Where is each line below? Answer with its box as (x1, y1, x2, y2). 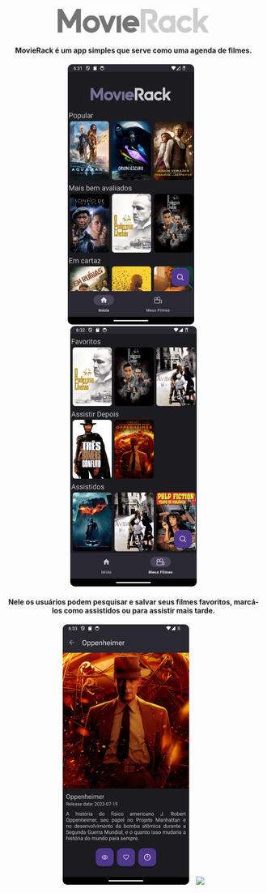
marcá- (233, 597, 259, 607)
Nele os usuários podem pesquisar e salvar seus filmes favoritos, (8, 597, 232, 607)
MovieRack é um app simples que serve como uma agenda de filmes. (15, 45, 252, 55)
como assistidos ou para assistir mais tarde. (63, 606, 216, 616)
